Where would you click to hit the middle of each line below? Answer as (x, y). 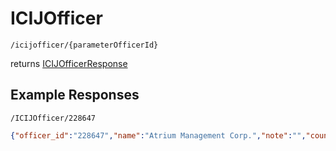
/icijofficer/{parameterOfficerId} (84, 45)
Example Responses (75, 95)
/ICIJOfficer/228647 (53, 118)
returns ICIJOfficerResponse (69, 63)
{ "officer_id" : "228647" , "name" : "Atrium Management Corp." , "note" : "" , (158, 135)
